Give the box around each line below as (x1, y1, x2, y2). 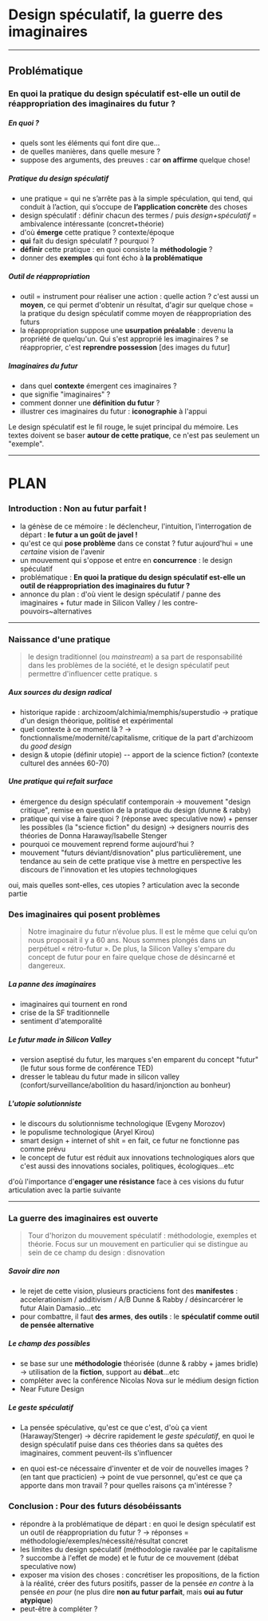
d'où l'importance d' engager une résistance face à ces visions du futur (8, 1177, 245, 1187)
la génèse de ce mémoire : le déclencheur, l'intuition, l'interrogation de (19, 521, 252, 531)
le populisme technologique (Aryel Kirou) (19, 1128, 156, 1137)
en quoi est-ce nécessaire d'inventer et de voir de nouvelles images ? (19, 1463, 249, 1473)
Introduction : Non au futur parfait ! (8, 503, 148, 514)
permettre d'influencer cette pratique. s (27, 669, 158, 678)
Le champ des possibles (8, 1338, 91, 1348)
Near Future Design (19, 1384, 85, 1394)
